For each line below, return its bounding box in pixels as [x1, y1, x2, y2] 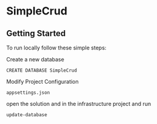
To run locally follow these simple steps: [6, 44, 107, 51]
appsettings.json [6, 90, 50, 96]
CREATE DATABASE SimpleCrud [6, 67, 78, 73]
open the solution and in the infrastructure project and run [6, 101, 152, 107]
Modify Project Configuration [6, 78, 79, 85]
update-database [6, 112, 47, 118]
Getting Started [6, 28, 66, 39]
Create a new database [6, 56, 65, 63]
